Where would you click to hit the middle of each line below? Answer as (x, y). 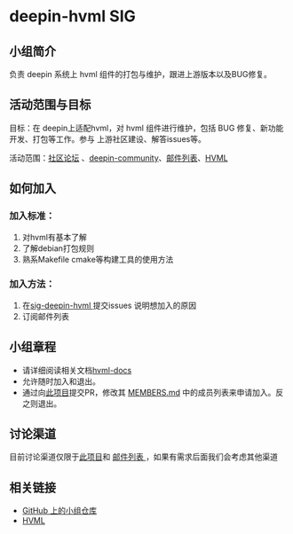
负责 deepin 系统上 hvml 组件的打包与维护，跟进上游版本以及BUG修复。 (141, 74)
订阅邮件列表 (45, 316)
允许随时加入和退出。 (61, 381)
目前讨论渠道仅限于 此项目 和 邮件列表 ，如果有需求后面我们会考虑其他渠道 (143, 457)
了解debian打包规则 (58, 248)
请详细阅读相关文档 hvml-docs (77, 370)
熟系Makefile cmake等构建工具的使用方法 (98, 259)
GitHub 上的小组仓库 (59, 511)
